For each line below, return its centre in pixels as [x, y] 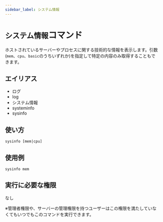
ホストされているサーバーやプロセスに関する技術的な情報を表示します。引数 [81, 50]
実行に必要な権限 [31, 185]
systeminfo [23, 108]
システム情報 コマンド [44, 35]
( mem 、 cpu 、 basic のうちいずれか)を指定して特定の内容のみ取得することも [78, 56]
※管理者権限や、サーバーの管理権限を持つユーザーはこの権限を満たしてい [79, 208]
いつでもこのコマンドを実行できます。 [55, 214]
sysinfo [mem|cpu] [24, 141]
